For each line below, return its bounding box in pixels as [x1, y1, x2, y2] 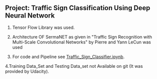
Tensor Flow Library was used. [12, 24, 75, 30]
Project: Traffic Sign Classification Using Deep [5, 4, 151, 12]
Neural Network [5, 12, 55, 20]
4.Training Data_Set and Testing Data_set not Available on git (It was [5, 63, 143, 69]
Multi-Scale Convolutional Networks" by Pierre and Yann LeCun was [12, 39, 151, 45]
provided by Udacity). [5, 68, 49, 74]
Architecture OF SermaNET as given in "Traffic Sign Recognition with [12, 34, 153, 39]
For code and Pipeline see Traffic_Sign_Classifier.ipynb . [12, 54, 125, 59]
